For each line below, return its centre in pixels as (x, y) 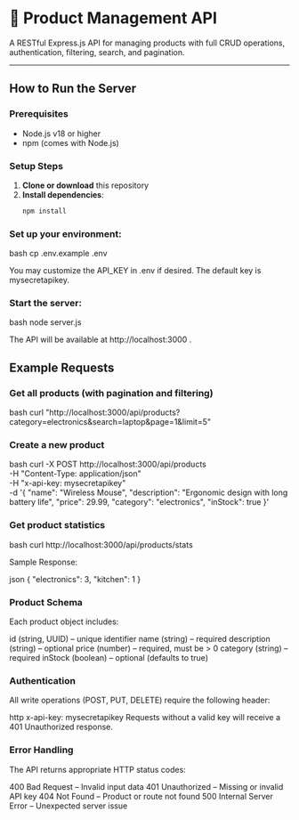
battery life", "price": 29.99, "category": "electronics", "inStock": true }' (139, 502)
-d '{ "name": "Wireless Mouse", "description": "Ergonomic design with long (149, 492)
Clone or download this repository (85, 185)
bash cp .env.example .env (59, 254)
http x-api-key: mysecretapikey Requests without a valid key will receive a (145, 718)
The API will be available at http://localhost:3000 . (101, 340)
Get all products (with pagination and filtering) (111, 393)
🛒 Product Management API (113, 18)
